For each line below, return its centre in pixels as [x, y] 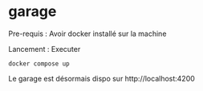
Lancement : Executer [45, 49]
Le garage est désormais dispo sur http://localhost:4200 [101, 78]
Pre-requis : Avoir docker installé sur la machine [87, 34]
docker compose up [39, 63]
